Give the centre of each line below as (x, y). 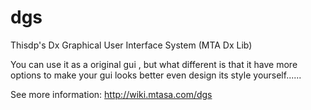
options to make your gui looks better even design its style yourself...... (156, 75)
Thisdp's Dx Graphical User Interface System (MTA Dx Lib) (131, 45)
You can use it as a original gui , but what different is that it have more (154, 64)
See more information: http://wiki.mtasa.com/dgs (111, 94)
